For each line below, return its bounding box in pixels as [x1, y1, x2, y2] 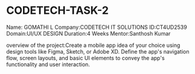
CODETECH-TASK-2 [6, 4, 109, 17]
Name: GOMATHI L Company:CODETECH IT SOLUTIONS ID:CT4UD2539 [6, 23, 187, 31]
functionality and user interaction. [6, 61, 91, 68]
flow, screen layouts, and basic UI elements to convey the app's [6, 54, 165, 61]
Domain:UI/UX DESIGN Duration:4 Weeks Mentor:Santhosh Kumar [6, 29, 171, 37]
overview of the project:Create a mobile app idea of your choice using [6, 42, 181, 49]
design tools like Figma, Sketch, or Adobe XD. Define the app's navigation [6, 48, 190, 55]
